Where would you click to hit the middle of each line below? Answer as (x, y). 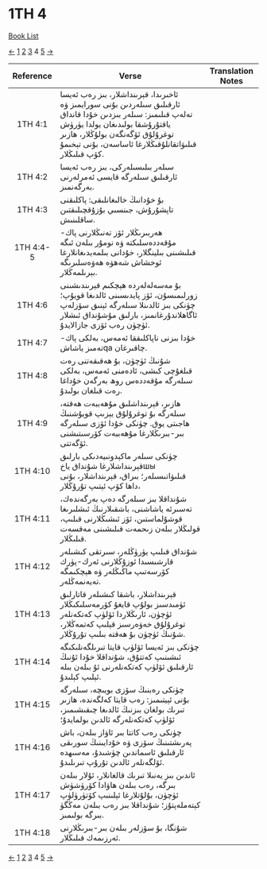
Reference (33, 76)
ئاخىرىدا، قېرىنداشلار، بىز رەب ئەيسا (119, 94)
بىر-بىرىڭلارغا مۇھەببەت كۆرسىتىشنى (122, 433)
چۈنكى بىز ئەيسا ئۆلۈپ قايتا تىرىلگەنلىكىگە (130, 646)
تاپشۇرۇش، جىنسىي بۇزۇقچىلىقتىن (117, 209)
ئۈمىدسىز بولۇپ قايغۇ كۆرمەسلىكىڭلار (123, 603)
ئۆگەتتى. (74, 443)
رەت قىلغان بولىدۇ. (91, 390)
